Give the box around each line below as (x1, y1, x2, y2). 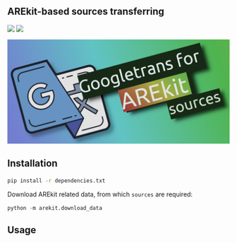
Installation (7, 158, 58, 170)
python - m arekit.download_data (7, 204, 102, 211)
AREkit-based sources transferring (7, 6, 164, 18)
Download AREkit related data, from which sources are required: (7, 190, 193, 198)
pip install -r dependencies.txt (7, 177, 106, 184)
